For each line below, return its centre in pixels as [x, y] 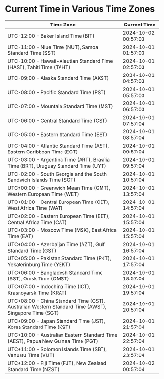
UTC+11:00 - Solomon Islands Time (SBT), [57, 349]
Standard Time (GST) [32, 250]
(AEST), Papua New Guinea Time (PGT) [53, 341]
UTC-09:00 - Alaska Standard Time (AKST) [58, 78]
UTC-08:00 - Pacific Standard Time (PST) [57, 92]
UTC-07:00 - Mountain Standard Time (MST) [60, 106]
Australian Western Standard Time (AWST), [57, 306]
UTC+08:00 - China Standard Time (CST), [56, 301]
